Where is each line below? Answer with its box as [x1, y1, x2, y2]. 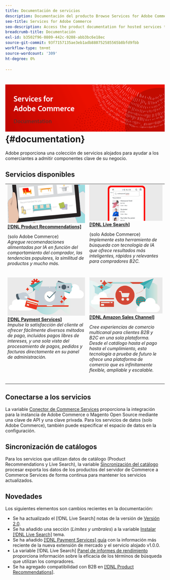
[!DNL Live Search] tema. [12, 531, 65, 537]
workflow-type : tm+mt [5, 46, 51, 51]
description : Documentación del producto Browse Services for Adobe [5, 13, 153, 19]
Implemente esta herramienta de [89, 237, 157, 243]
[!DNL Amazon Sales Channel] [89, 314, 155, 320]
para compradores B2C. [89, 258, 140, 264]
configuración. [5, 428, 36, 434]
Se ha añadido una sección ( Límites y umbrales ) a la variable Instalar [12, 526, 156, 532]
